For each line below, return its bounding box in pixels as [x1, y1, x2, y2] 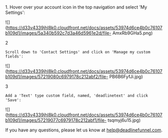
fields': [5, 54, 24, 59]
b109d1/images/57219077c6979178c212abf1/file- [5, 117, 107, 123]
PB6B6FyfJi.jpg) [109, 74, 143, 80]
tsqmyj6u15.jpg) [107, 117, 141, 123]
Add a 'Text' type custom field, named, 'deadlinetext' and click [5, 93, 148, 99]
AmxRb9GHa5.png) [112, 30, 153, 36]
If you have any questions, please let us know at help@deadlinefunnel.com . [5, 127, 163, 133]
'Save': [5, 98, 22, 103]
